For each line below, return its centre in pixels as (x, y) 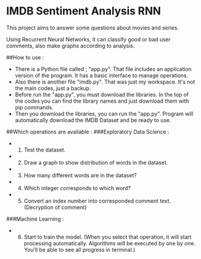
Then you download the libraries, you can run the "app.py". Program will (104, 114)
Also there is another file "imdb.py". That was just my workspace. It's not (105, 82)
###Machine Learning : (35, 219)
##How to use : (25, 57)
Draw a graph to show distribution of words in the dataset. (96, 162)
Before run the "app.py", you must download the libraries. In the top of (102, 94)
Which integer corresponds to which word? (77, 188)
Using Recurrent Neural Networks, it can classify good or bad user (88, 39)
